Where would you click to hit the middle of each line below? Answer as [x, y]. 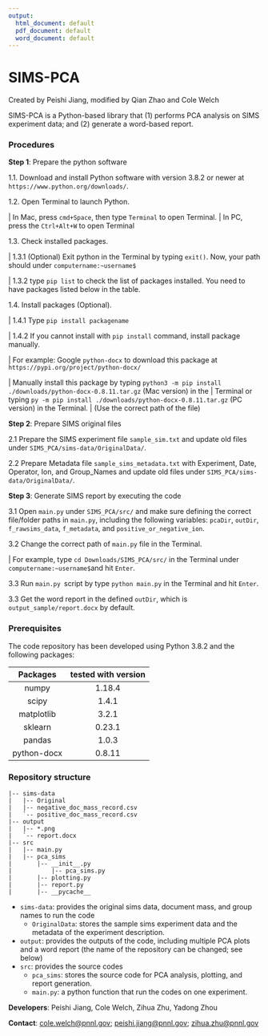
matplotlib [37, 714]
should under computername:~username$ [72, 265]
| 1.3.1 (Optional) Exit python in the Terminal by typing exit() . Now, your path [134, 257]
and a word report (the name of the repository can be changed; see [131, 949]
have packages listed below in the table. [74, 289]
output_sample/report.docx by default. [72, 608]
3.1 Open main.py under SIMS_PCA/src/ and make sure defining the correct [130, 512]
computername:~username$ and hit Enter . [72, 568]
